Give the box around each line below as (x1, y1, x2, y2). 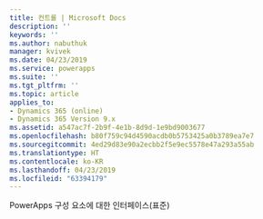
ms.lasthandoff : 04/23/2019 (9, 165, 116, 174)
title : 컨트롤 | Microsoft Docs (9, 13, 126, 23)
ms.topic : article (9, 89, 79, 98)
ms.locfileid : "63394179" (9, 174, 107, 183)
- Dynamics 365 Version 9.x (9, 114, 116, 124)
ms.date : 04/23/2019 (9, 55, 88, 65)
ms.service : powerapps (9, 65, 96, 74)
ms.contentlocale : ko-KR (9, 156, 104, 166)
